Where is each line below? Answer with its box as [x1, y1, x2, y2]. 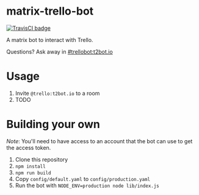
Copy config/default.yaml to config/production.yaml [15, 175, 151, 182]
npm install [15, 163, 46, 169]
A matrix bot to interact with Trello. [6, 36, 93, 43]
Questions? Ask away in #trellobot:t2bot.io [6, 48, 113, 55]
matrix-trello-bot [6, 4, 94, 18]
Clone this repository [15, 155, 68, 163]
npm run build [15, 169, 51, 176]
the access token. [6, 144, 51, 151]
